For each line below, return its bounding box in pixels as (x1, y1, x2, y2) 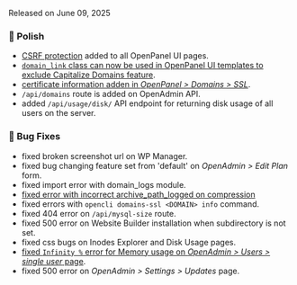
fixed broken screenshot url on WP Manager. (21, 150, 188, 161)
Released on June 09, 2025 (8, 8, 112, 18)
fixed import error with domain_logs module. (21, 179, 186, 190)
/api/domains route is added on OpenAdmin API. (21, 89, 202, 100)
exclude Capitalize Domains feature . (21, 69, 156, 80)
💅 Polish (8, 30, 45, 42)
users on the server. (21, 108, 96, 119)
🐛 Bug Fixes (8, 130, 60, 143)
